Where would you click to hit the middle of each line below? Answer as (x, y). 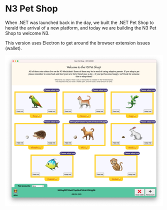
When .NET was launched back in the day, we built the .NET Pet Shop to (79, 22)
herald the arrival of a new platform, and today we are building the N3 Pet (81, 27)
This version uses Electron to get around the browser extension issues (78, 42)
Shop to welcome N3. (27, 33)
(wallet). (14, 48)
